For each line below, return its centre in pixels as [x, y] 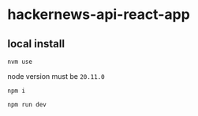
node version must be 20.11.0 [56, 76]
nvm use [20, 62]
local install [36, 44]
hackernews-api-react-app [99, 15]
